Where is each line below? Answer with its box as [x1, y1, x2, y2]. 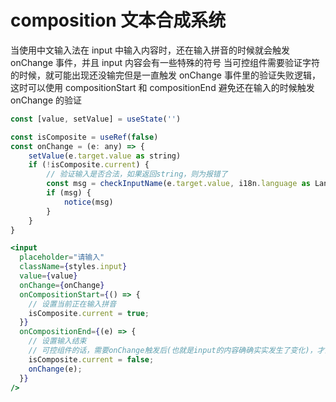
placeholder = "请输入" [19, 252, 105, 263]
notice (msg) [63, 197, 114, 207]
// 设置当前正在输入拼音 [28, 299, 117, 309]
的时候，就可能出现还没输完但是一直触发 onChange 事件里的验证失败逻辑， [10, 69, 321, 81]
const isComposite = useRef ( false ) [10, 132, 159, 142]
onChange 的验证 [10, 94, 82, 106]
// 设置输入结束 [28, 336, 87, 346]
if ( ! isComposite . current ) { [28, 160, 150, 170]
